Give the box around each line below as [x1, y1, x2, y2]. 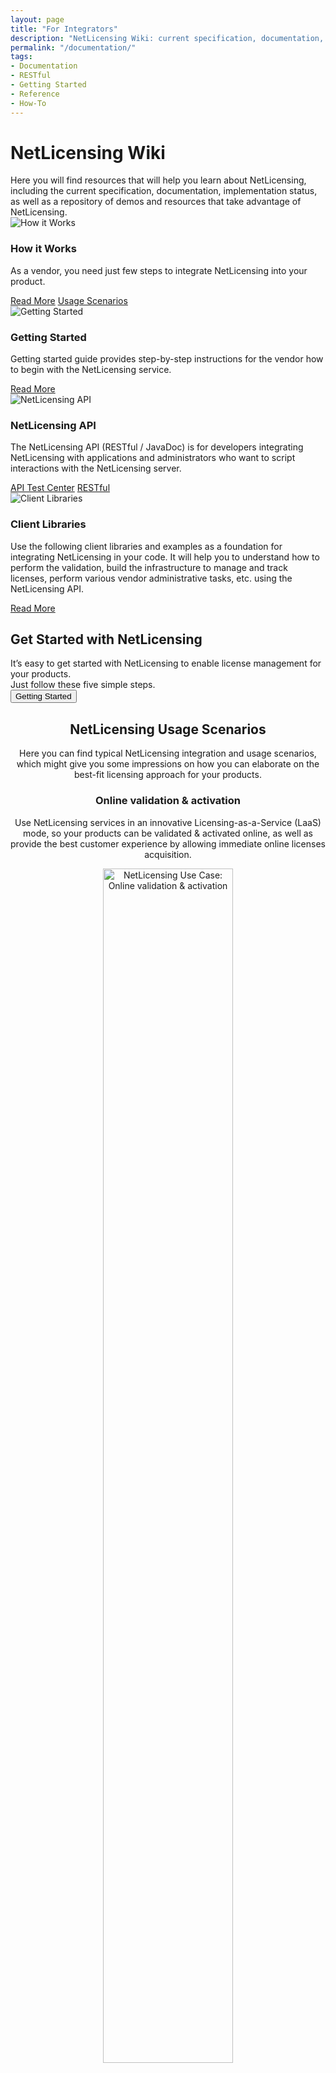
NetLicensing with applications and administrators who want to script [10, 452, 296, 464]
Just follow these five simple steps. [10, 679, 156, 691]
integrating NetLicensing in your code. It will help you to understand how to [10, 551, 320, 563]
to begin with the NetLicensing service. [10, 364, 172, 376]
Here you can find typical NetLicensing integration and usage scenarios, [19, 747, 317, 760]
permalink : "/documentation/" [10, 42, 137, 53]
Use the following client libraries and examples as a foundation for [10, 540, 283, 552]
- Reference [10, 89, 60, 99]
